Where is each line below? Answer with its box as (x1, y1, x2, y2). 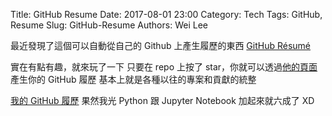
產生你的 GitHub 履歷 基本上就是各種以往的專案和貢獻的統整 (10, 74, 257, 85)
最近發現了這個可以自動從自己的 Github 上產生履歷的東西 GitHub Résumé (10, 40, 312, 51)
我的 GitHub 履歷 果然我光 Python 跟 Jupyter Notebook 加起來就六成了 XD (10, 95, 315, 106)
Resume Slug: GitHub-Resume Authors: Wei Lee (10, 19, 208, 31)
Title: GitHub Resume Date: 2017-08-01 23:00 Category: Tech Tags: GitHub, (10, 9, 323, 20)
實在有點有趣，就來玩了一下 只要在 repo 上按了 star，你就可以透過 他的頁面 (10, 61, 318, 73)
